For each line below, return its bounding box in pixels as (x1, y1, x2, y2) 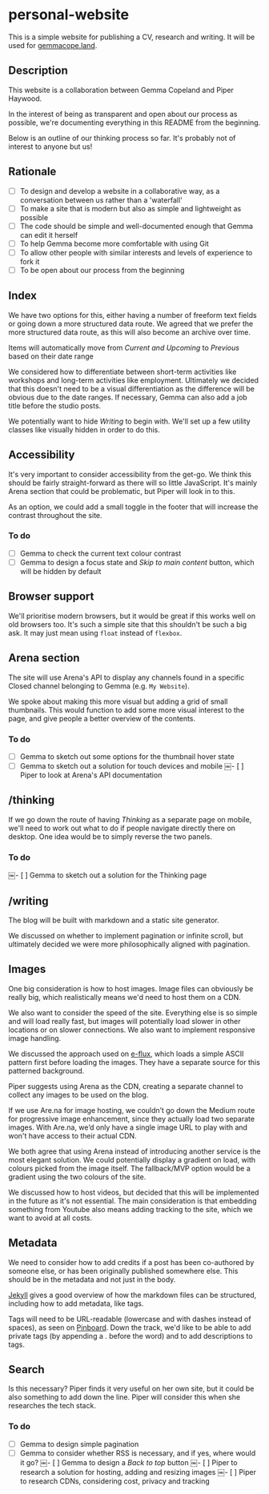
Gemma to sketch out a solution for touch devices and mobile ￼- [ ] (19, 761, 244, 770)
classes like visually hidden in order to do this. (8, 424, 160, 434)
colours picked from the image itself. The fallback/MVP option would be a (8, 1163, 251, 1173)
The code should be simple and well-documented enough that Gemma (19, 221, 254, 231)
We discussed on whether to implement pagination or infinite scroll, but (8, 930, 244, 940)
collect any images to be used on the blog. (8, 1090, 149, 1099)
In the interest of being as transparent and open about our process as (8, 109, 238, 118)
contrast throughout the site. (8, 510, 102, 520)
